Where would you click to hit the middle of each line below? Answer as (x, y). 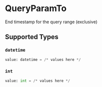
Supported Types (32, 37)
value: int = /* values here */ (37, 81)
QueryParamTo (36, 8)
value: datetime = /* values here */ (43, 59)
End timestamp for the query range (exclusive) (51, 22)
